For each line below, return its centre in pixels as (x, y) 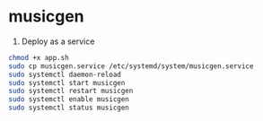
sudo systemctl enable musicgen (69, 99)
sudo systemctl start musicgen (67, 82)
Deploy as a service (58, 41)
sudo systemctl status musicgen (69, 108)
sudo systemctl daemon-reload (65, 74)
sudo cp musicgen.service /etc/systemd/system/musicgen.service (131, 66)
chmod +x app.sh (39, 57)
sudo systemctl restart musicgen (71, 91)
